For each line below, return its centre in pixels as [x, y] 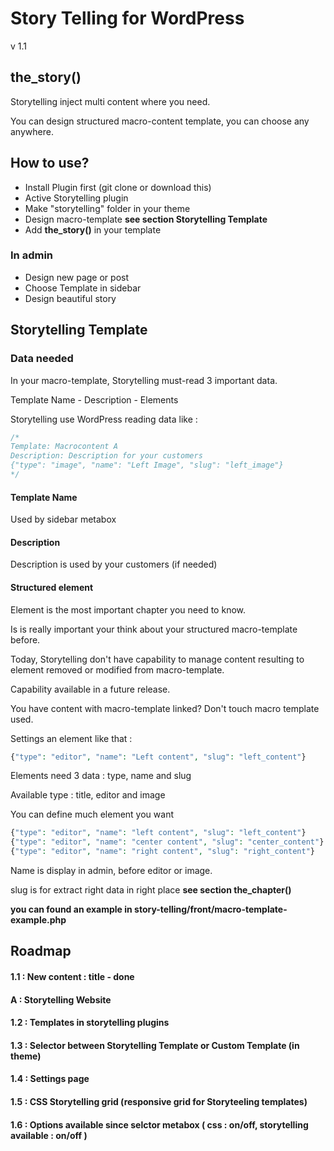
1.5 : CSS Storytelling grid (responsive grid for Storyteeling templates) [159, 1101]
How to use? [50, 163]
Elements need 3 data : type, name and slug [101, 776]
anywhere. [32, 131]
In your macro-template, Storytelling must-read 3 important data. [144, 380]
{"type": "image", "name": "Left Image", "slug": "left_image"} [147, 465]
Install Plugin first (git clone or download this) [118, 187]
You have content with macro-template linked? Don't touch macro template [165, 708]
